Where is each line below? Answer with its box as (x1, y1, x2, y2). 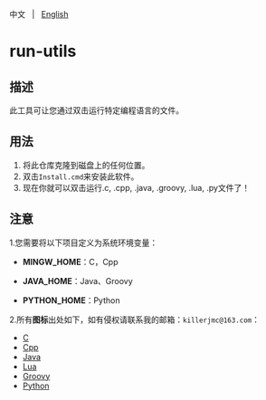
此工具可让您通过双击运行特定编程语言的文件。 (9, 105, 184, 116)
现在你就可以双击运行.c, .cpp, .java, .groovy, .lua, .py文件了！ (22, 182, 251, 193)
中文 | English (9, 9, 70, 19)
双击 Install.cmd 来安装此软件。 (22, 171, 139, 182)
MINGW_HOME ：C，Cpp (22, 256, 119, 267)
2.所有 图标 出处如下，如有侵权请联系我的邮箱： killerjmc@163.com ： (9, 314, 261, 325)
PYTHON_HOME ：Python (22, 294, 120, 306)
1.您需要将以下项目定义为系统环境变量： (9, 237, 158, 248)
